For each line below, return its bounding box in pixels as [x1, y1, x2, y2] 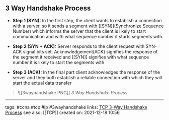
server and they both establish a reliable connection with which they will [12, 74, 162, 80]
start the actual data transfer [12, 80, 72, 86]
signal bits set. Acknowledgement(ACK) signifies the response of [23, 48, 158, 54]
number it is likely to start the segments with [12, 59, 105, 65]
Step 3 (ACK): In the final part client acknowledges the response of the [12, 69, 160, 75]
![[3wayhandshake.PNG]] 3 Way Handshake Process [17, 89, 128, 95]
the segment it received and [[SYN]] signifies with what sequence [12, 54, 149, 60]
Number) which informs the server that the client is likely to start [12, 28, 146, 34]
